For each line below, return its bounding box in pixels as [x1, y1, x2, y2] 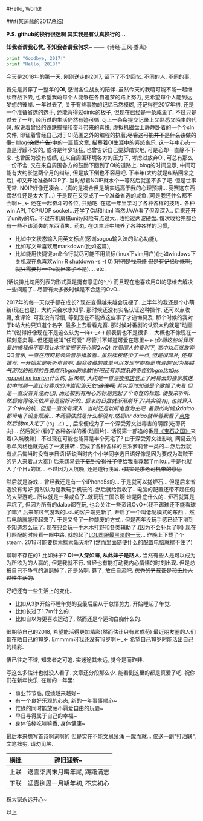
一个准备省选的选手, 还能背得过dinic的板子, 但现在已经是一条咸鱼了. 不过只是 [6, 108, 197, 116]
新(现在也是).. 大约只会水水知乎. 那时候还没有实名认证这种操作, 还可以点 [6, 306, 185, 313]
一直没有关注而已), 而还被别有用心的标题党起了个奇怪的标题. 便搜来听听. [11, 389, 191, 396]
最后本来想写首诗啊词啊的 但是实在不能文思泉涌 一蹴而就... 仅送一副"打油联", [6, 733, 196, 740]
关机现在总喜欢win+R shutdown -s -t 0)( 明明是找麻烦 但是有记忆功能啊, [14, 258, 192, 265]
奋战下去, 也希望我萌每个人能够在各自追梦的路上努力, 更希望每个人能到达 [11, 93, 192, 101]
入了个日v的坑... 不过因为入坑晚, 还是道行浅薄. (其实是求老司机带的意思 [6, 465, 182, 472]
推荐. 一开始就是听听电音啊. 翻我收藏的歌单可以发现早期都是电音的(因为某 [6, 359, 189, 366]
